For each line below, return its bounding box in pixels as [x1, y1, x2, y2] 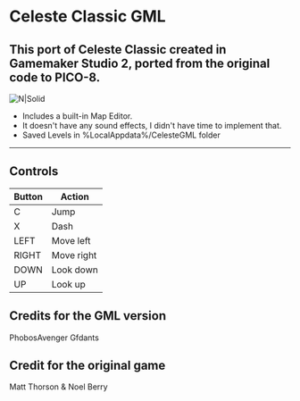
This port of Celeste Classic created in [9, 42, 227, 57]
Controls [9, 163, 59, 180]
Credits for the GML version [9, 308, 167, 323]
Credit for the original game [9, 358, 166, 373]
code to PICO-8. [9, 70, 101, 85]
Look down [51, 263, 98, 276]
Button [13, 190, 43, 203]
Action [60, 190, 89, 203]
